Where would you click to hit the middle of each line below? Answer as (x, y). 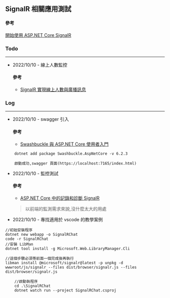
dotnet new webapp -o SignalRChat (42, 234)
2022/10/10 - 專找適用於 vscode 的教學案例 (57, 219)
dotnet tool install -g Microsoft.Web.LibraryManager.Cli (68, 249)
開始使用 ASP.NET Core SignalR (38, 35)
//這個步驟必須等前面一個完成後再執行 (40, 258)
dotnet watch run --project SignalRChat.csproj (65, 290)
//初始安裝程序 (19, 230)
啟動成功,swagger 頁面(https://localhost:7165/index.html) (75, 163)
